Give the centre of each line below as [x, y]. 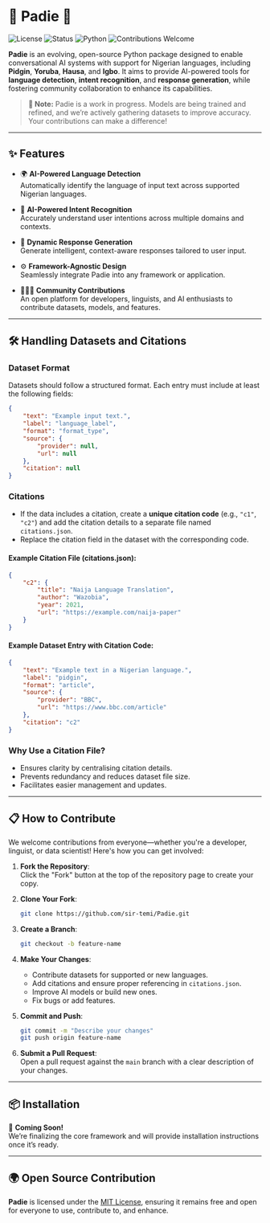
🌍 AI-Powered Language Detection [80, 174]
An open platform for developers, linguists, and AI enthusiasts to [126, 299]
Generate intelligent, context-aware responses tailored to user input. [133, 250]
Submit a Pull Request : [58, 1053]
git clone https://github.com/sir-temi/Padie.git [105, 914]
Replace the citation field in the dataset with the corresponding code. [134, 540]
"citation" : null [52, 468]
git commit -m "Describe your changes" [87, 1031]
